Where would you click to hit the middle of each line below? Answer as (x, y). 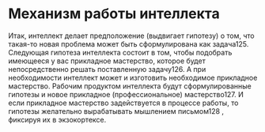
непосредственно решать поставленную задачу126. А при (107, 69)
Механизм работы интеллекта (114, 14)
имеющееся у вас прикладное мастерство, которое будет (107, 61)
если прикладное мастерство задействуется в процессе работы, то (123, 103)
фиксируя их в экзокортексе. (57, 119)
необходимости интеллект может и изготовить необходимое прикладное (133, 77)
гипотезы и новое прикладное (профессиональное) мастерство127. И (126, 94)
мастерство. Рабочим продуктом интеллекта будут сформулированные (130, 86)
